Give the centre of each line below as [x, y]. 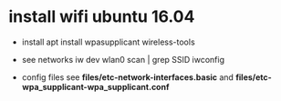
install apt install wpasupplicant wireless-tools [108, 42]
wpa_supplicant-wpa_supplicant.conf [95, 86]
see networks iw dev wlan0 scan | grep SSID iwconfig [123, 59]
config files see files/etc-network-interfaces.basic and [128, 77]
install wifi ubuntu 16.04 [102, 17]
